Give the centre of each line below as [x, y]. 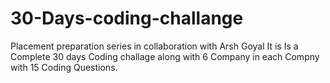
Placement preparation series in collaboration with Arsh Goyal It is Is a [154, 46]
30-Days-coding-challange [127, 18]
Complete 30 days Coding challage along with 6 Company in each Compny [165, 56]
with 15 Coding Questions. [64, 67]
